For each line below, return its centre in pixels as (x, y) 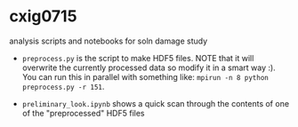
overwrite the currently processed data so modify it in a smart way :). (149, 67)
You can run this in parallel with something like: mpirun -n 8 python (145, 76)
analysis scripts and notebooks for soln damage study (109, 41)
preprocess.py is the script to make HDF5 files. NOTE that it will (138, 58)
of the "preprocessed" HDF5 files (83, 113)
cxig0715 (43, 16)
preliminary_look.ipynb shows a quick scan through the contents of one (156, 103)
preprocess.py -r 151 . (63, 86)
